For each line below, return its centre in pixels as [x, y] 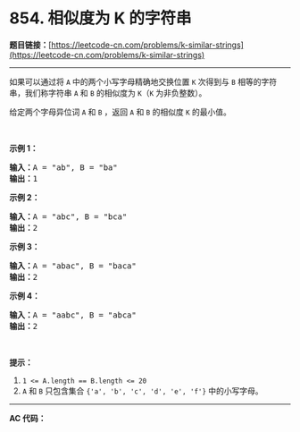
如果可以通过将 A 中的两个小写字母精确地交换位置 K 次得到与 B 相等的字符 [143, 81]
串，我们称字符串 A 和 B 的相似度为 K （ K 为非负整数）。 [108, 93]
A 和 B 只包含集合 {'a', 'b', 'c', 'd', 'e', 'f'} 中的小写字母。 [142, 391]
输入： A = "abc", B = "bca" [68, 216]
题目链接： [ [30, 45]
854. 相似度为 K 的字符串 [100, 18]
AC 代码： [28, 418]
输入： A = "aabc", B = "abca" [73, 315]
